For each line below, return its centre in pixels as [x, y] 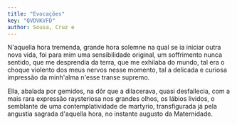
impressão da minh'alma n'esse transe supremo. [79, 77]
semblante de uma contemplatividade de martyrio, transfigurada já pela [112, 107]
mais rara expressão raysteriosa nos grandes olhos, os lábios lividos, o [111, 99]
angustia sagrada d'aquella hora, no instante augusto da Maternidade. [110, 114]
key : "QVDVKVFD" [31, 21]
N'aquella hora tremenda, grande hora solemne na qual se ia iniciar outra [114, 48]
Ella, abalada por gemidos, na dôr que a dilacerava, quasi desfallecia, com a [118, 91]
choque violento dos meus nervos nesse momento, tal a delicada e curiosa [117, 70]
